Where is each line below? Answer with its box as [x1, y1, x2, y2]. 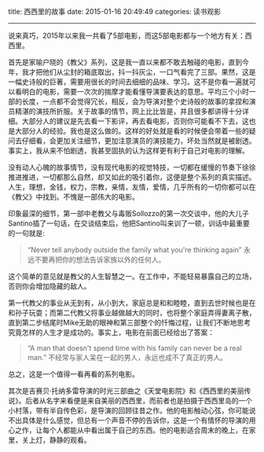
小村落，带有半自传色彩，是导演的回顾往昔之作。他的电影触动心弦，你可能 [8, 406, 249, 415]
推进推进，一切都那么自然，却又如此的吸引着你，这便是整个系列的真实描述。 [8, 172, 256, 182]
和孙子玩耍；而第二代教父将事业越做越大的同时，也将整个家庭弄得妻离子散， [8, 308, 256, 317]
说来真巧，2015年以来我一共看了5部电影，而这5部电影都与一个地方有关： [8, 31, 245, 40]
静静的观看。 [49, 435, 91, 444]
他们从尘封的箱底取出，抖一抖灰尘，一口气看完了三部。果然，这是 [42, 68, 256, 76]
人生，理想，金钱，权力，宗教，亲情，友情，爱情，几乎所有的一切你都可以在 [8, 182, 256, 191]
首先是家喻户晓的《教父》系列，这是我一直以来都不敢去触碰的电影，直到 [8, 57, 242, 67]
